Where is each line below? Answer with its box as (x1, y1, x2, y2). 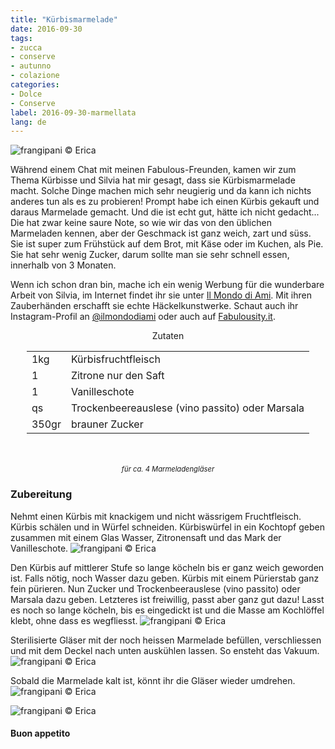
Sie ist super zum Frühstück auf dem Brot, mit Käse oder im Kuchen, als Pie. (10, 238, 324, 250)
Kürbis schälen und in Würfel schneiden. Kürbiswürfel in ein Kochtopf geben (10, 521, 325, 533)
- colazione (10, 71, 60, 81)
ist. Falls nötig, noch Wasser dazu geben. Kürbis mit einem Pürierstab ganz (10, 572, 320, 584)
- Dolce (10, 89, 43, 99)
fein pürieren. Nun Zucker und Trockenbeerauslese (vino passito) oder (10, 582, 301, 595)
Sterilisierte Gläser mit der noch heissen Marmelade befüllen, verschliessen (10, 634, 322, 646)
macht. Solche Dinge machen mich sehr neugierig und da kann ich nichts (10, 185, 312, 197)
